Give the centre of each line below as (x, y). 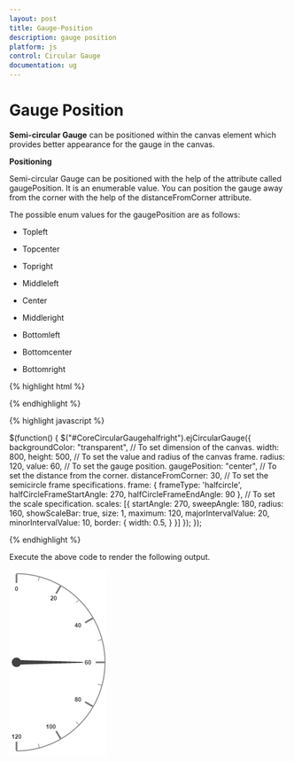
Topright (37, 266)
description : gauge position (63, 37)
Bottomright (44, 369)
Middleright (43, 317)
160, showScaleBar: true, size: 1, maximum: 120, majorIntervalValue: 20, (139, 513)
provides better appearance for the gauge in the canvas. (112, 144)
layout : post (33, 19)
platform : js (33, 47)
